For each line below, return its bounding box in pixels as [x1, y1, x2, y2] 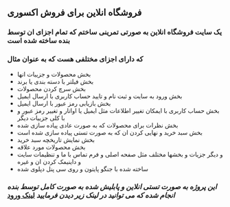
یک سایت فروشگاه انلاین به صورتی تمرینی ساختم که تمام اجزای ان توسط [7, 27, 222, 37]
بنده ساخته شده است [7, 36, 70, 45]
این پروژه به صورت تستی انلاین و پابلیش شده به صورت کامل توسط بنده [7, 182, 218, 191]
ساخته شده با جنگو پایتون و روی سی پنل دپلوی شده [16, 165, 149, 173]
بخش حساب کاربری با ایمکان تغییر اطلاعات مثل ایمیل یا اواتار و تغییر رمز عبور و [16, 106, 220, 114]
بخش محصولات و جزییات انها [16, 70, 91, 78]
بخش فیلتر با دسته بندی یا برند [16, 77, 94, 86]
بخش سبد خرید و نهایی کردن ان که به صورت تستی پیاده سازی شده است [16, 128, 203, 136]
